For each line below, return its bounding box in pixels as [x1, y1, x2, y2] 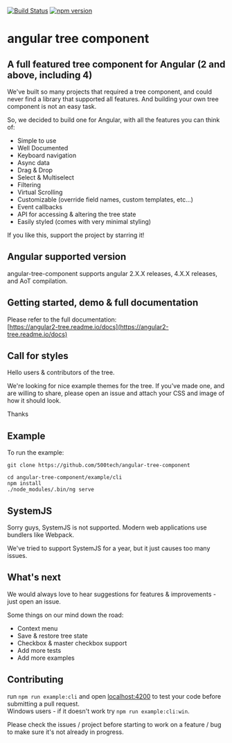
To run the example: [7, 448, 64, 457]
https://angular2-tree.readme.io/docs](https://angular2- [9, 322, 169, 331]
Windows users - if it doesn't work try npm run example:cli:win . [7, 707, 190, 715]
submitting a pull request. [7, 699, 80, 708]
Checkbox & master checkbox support [17, 638, 127, 647]
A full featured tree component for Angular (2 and [7, 58, 226, 70]
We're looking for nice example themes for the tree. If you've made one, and [7, 382, 225, 390]
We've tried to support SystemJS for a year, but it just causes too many [7, 544, 211, 552]
